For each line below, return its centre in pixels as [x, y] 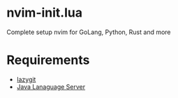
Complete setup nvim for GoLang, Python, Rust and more [89, 32]
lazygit [26, 79]
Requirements [48, 60]
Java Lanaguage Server [51, 87]
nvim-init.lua [45, 13]
